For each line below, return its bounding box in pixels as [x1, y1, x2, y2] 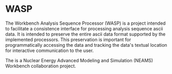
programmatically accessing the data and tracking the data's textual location [5, 42, 167, 48]
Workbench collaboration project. [5, 63, 76, 69]
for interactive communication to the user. [5, 47, 94, 53]
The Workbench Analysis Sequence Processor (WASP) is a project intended [5, 20, 166, 26]
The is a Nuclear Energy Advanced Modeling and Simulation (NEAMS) [5, 57, 153, 63]
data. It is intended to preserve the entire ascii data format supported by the [5, 31, 166, 37]
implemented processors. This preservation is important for [5, 36, 131, 43]
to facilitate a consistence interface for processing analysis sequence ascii [5, 25, 163, 31]
